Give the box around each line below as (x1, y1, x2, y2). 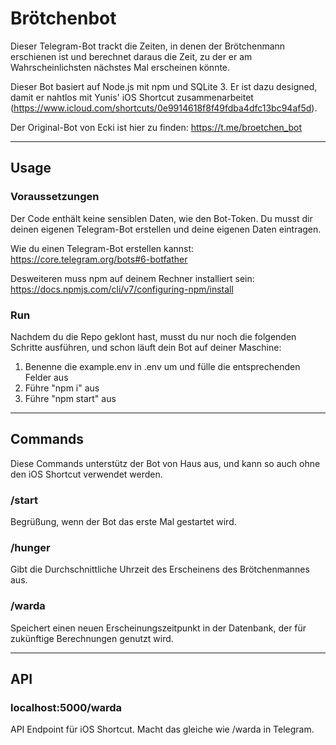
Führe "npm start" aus (24, 392, 117, 404)
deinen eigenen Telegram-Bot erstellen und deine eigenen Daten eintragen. (10, 223, 322, 235)
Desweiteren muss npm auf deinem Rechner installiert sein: (10, 272, 255, 284)
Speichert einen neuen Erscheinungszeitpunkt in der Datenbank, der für (10, 622, 307, 634)
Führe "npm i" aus (24, 382, 100, 394)
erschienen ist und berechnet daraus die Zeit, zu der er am (10, 50, 253, 62)
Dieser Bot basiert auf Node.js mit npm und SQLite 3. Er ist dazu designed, (10, 80, 318, 92)
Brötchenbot (10, 7, 117, 30)
